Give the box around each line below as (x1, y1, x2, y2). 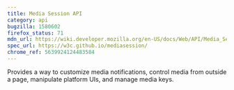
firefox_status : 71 (7, 29, 64, 37)
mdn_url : (7, 36, 33, 43)
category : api (7, 17, 49, 24)
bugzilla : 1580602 (7, 23, 61, 30)
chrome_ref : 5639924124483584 (7, 49, 95, 56)
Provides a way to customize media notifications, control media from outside (7, 67, 227, 76)
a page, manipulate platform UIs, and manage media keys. (7, 75, 174, 83)
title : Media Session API (7, 10, 82, 17)
